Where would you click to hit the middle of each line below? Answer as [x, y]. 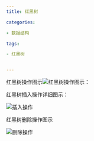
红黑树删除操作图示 [30, 120]
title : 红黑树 [22, 12]
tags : [13, 44]
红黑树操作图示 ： [48, 82]
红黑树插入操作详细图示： [37, 94]
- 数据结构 [18, 33]
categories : [21, 22]
